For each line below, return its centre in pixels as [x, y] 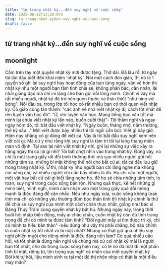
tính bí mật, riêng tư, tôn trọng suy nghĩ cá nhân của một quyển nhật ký [78, 252]
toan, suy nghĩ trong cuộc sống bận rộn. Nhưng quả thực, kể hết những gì [80, 183]
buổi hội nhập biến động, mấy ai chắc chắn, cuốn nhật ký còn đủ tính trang [82, 215]
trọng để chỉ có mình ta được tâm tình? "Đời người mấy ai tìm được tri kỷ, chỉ [83, 220]
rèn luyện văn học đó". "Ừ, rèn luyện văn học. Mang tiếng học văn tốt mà [79, 115]
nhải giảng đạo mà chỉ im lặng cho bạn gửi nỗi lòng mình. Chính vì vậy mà [80, 94]
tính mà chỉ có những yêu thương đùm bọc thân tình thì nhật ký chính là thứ [82, 199]
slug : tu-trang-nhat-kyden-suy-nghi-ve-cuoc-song [57, 19]
